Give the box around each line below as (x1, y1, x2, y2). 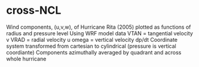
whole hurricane (6, 55, 47, 62)
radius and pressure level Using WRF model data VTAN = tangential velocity (6, 29, 193, 36)
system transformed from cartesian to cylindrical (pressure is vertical (6, 42, 176, 50)
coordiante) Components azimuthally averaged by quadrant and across (6, 48, 182, 56)
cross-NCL (6, 4, 62, 17)
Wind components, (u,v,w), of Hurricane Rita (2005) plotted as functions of (6, 23, 191, 31)
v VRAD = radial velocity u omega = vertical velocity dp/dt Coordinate (6, 36, 178, 43)
